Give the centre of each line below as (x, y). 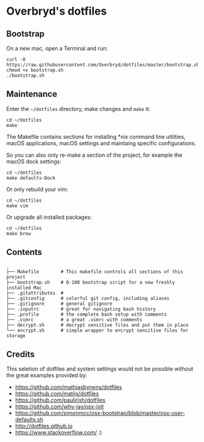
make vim (17, 205)
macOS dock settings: (34, 161)
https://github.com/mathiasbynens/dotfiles (69, 387)
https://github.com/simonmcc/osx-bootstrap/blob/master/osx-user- (100, 413)
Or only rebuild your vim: (37, 189)
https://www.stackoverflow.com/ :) (58, 433)
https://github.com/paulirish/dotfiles (60, 400)
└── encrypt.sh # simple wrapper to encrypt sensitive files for (97, 330)
